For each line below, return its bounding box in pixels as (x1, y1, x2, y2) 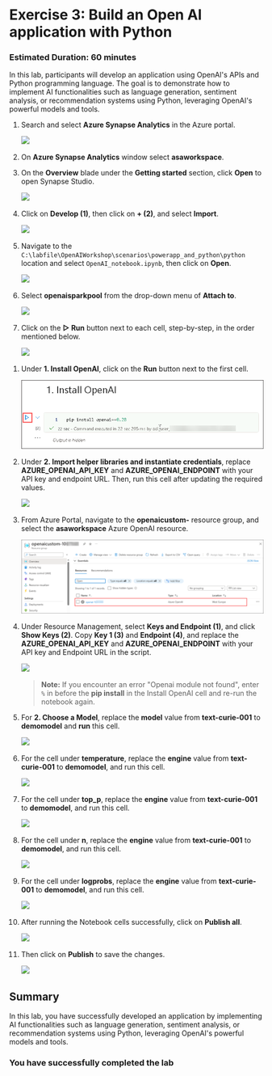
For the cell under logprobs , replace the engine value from (20, 876, 217, 886)
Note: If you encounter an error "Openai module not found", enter (40, 680, 259, 690)
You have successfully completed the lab (9, 1057, 174, 1068)
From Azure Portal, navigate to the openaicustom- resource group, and (20, 515, 259, 525)
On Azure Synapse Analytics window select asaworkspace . (20, 152, 224, 162)
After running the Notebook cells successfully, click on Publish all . (20, 918, 242, 927)
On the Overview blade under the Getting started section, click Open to (20, 168, 262, 178)
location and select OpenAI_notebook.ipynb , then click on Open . (20, 259, 232, 268)
